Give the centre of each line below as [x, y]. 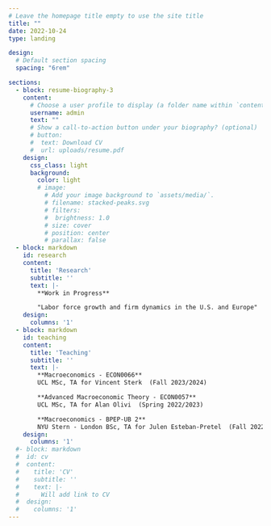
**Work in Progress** [74, 293]
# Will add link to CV [63, 494]
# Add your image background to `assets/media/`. [129, 196]
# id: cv [32, 457]
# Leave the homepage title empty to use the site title [106, 16]
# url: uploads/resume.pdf [77, 150]
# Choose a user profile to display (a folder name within [131, 105]
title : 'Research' [60, 270]
